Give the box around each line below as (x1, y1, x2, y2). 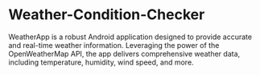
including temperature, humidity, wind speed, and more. (8, 57, 195, 67)
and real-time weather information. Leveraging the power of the (8, 40, 220, 49)
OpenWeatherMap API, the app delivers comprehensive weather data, (8, 49, 241, 58)
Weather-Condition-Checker (8, 6, 205, 24)
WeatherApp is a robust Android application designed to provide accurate (8, 32, 252, 41)
